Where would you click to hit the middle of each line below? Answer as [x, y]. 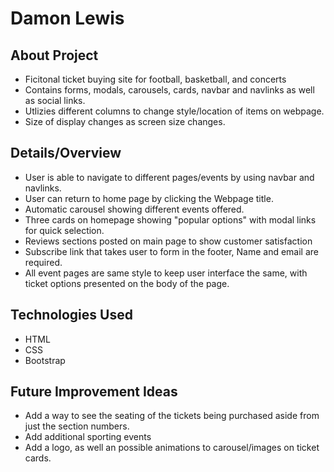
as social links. [55, 100]
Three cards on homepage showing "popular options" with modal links [170, 219]
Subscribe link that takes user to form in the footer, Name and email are [172, 251]
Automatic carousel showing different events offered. [134, 209]
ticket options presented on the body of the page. [127, 283]
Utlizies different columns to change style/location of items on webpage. [174, 111]
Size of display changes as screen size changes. [125, 121]
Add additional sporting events [88, 437]
